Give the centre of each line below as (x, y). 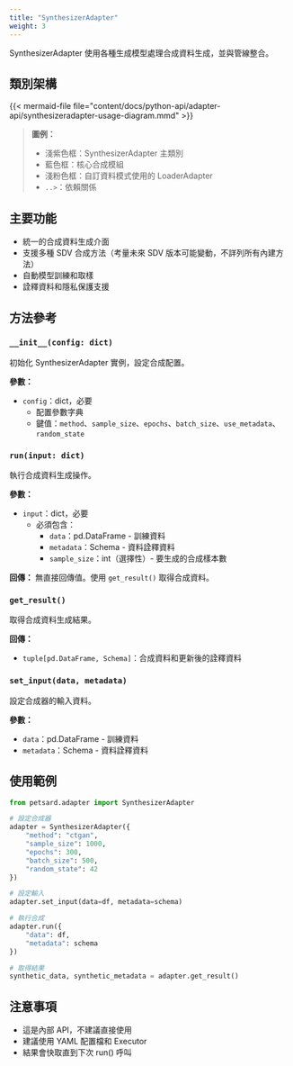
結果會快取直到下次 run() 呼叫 (77, 1052)
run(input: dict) (47, 455)
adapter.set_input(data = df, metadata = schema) (96, 902)
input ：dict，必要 (55, 513)
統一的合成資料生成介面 (66, 242)
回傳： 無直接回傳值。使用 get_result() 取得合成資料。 (111, 578)
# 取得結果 (27, 968)
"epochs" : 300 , (54, 852)
